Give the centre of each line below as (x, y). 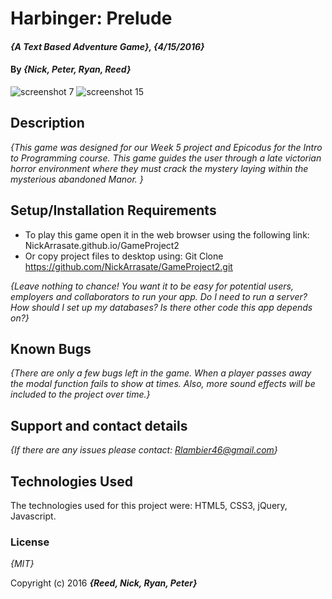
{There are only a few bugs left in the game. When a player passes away (161, 373)
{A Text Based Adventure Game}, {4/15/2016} (107, 46)
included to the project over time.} (80, 394)
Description (47, 123)
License (30, 542)
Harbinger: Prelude (91, 18)
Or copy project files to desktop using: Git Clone (124, 256)
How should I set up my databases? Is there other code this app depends (161, 307)
